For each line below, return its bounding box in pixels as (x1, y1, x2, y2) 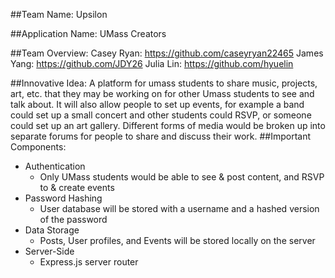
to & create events (39, 182, 115, 193)
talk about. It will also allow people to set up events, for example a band (10, 99, 305, 110)
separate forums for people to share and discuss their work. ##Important (10, 130, 312, 142)
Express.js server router (39, 256, 139, 268)
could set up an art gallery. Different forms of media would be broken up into (10, 120, 326, 131)
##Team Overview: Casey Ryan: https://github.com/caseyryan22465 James (10, 47, 324, 59)
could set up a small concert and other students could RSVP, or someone (10, 109, 312, 121)
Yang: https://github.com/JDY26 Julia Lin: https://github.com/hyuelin (10, 58, 294, 69)
